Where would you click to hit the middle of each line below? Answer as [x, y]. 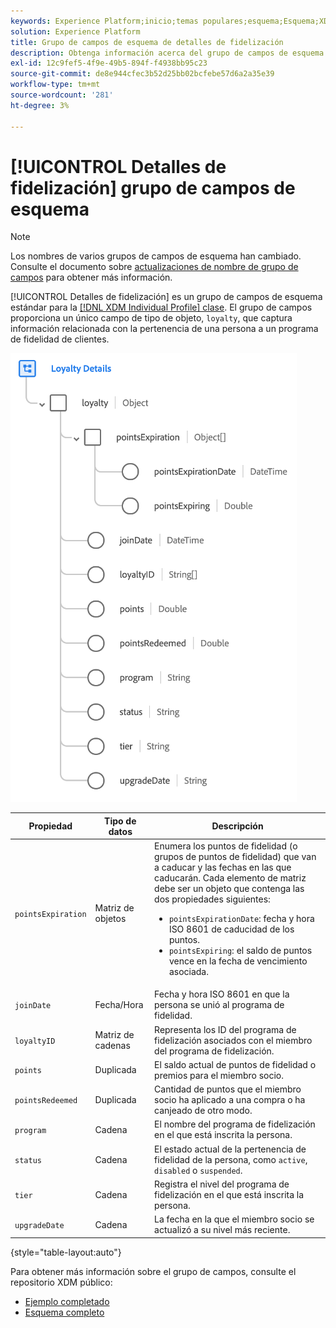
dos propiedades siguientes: [212, 899]
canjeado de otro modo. [203, 1111]
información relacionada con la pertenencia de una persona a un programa [164, 329]
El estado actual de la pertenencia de [230, 1149]
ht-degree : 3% [40, 105]
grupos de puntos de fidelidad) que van [235, 857]
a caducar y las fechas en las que [223, 867]
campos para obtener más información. [91, 277]
